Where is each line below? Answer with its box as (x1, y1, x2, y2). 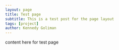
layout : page (5, 7, 32, 12)
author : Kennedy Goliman (5, 26, 57, 31)
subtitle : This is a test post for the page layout (5, 16, 114, 21)
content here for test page (5, 39, 59, 45)
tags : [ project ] (5, 21, 39, 26)
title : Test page (5, 12, 41, 17)
